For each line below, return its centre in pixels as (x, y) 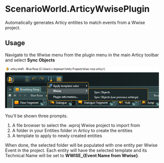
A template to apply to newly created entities (57, 136)
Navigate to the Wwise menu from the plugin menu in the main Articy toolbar (82, 55)
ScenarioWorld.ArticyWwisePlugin (77, 9)
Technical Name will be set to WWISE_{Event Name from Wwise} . (72, 156)
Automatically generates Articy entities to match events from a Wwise (75, 22)
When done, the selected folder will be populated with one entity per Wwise (81, 145)
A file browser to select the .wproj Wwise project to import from (76, 125)
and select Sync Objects (30, 60)
